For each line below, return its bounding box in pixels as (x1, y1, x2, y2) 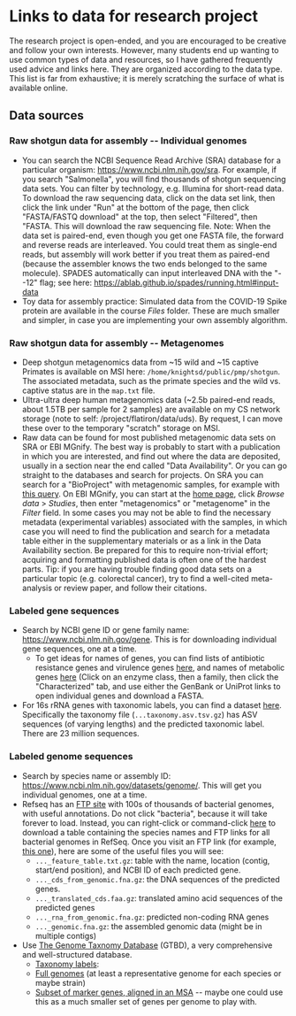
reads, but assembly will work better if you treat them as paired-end (21, 249, 270, 259)
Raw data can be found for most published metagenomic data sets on (21, 432, 277, 443)
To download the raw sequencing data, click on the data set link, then (21, 192, 276, 203)
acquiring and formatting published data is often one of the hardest (21, 554, 267, 565)
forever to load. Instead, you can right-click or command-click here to (21, 817, 277, 828)
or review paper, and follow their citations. (54, 582, 208, 593)
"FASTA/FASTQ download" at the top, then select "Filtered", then (21, 211, 258, 222)
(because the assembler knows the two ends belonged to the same (21, 258, 268, 269)
